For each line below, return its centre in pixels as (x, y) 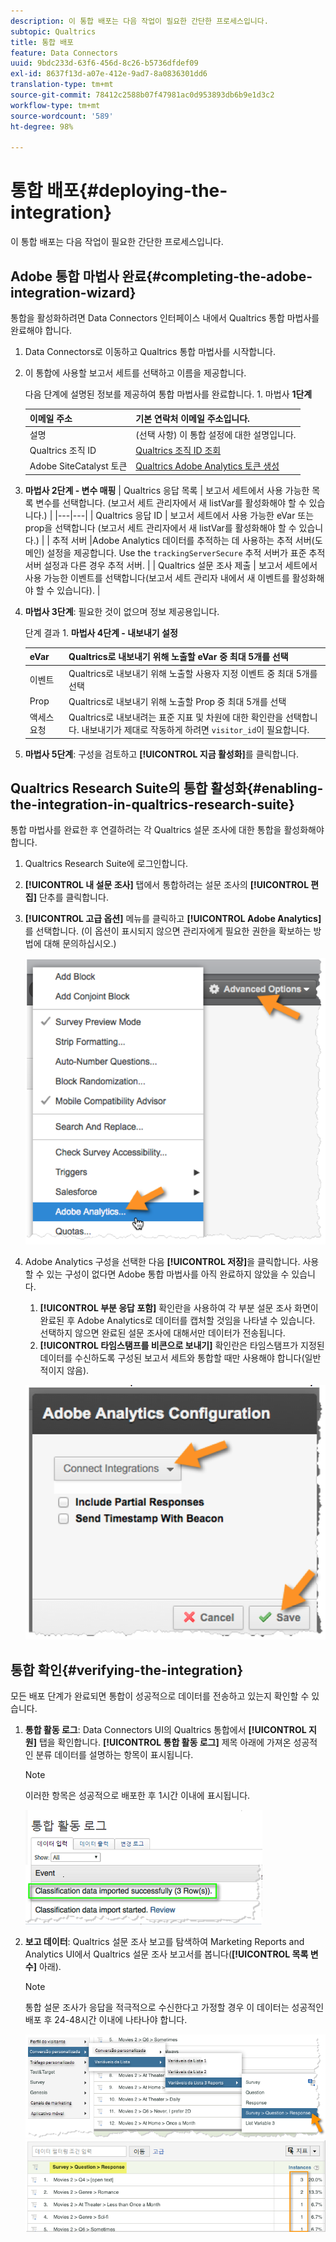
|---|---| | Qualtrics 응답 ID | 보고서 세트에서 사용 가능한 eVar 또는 (184, 515)
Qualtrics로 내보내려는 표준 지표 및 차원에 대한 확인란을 (176, 717)
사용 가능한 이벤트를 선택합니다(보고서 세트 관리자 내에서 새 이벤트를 (157, 577)
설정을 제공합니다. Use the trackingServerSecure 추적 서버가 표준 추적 (186, 552)
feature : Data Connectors (64, 53)
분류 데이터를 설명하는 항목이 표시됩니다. (114, 1755)
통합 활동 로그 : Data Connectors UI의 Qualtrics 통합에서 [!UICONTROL (165, 1730)
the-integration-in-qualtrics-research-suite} (152, 804)
